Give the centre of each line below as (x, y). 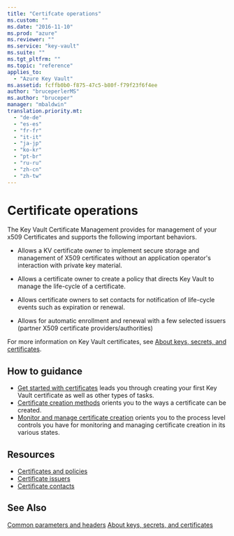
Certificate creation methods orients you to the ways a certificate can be (122, 403)
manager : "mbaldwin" (37, 105)
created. (29, 410)
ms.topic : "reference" (40, 66)
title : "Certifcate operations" (54, 14)
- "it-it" (28, 137)
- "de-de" (28, 117)
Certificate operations (73, 210)
